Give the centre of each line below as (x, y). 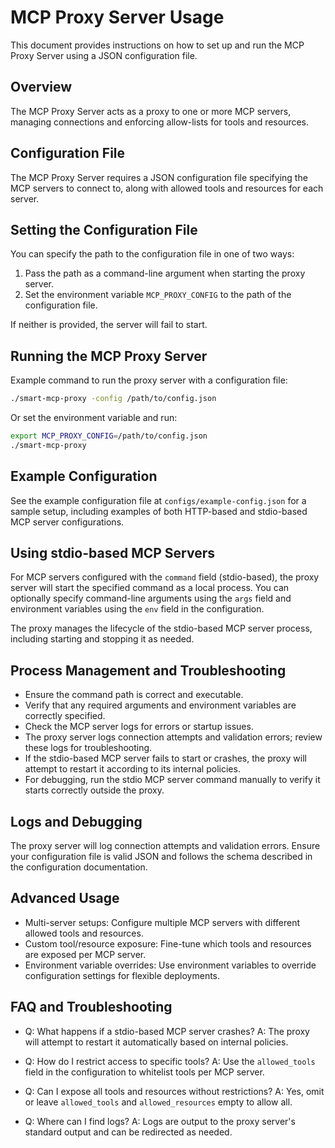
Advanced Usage (65, 898)
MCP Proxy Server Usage (117, 17)
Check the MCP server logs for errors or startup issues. (139, 727)
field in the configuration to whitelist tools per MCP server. (144, 1072)
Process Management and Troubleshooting (148, 670)
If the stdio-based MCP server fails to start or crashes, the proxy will (165, 758)
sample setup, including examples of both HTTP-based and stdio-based (159, 511)
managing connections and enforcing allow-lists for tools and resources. (160, 122)
